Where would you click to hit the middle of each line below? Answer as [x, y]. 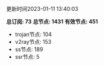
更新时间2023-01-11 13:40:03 [42, 9]
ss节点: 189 [29, 49]
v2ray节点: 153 [33, 42]
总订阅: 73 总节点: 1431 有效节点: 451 [52, 22]
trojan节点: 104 [33, 34]
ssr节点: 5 [27, 57]
